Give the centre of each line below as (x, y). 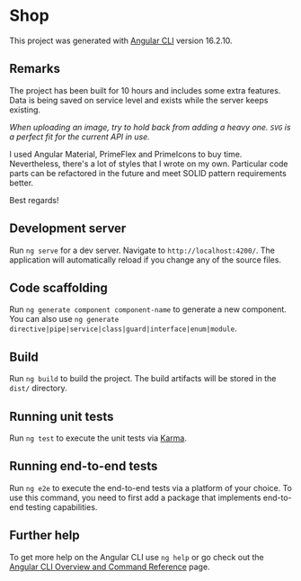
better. (22, 183)
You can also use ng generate (64, 319)
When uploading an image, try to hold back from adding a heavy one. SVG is (150, 127)
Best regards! (34, 200)
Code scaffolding (58, 287)
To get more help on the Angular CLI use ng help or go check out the (137, 557)
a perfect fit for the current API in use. (80, 137)
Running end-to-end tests (84, 466)
